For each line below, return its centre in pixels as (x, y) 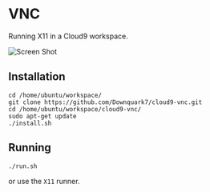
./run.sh (23, 166)
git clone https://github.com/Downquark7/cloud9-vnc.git (105, 102)
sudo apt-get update (43, 116)
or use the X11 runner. (44, 181)
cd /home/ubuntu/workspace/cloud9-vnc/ (75, 109)
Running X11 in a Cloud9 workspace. (68, 36)
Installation (37, 77)
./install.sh (30, 123)
